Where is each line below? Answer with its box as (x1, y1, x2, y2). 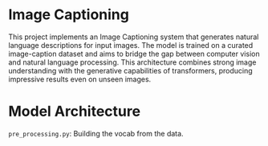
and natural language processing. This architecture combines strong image (8, 57, 257, 67)
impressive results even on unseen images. (8, 74, 152, 84)
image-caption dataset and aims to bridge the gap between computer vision (8, 49, 260, 58)
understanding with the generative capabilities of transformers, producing (8, 65, 253, 75)
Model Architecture (8, 102, 141, 120)
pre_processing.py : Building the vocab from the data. (8, 128, 184, 138)
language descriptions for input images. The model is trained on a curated (8, 40, 254, 49)
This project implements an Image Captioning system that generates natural (8, 32, 259, 41)
